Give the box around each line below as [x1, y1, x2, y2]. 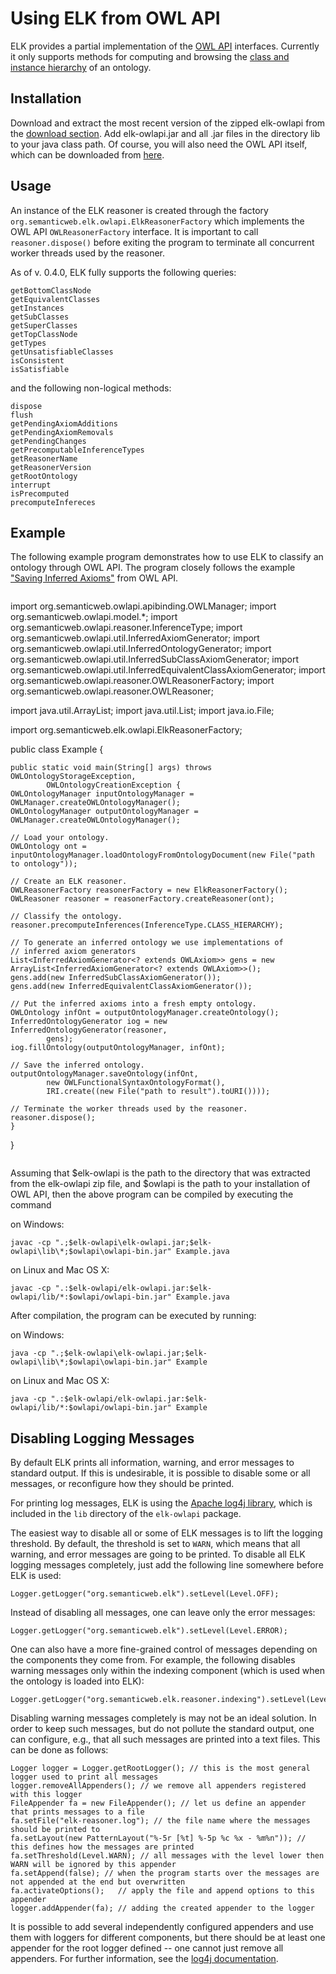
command [10, 1199, 52, 1211]
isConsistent [10, 355, 65, 366]
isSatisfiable [10, 364, 70, 374]
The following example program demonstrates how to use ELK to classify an [10, 551, 324, 563]
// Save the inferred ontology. [10, 1060, 145, 1071]
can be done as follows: [10, 1744, 109, 1756]
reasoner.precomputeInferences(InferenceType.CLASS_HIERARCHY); [10, 920, 284, 931]
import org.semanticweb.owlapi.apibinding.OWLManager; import [10, 600, 277, 612]
